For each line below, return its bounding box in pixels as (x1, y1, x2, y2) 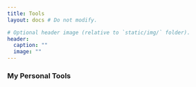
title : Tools (7, 10, 45, 17)
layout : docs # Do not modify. (7, 17, 98, 23)
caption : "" (13, 42, 48, 49)
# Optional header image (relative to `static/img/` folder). (7, 29, 190, 36)
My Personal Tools (7, 70, 71, 80)
